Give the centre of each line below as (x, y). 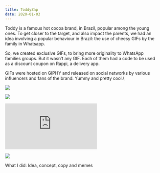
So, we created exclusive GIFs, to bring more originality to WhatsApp (74, 53)
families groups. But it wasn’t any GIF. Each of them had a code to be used (80, 58)
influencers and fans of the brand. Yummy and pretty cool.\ (65, 78)
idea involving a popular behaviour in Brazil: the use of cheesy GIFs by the (80, 38)
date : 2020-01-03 (23, 14)
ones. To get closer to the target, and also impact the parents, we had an (78, 33)
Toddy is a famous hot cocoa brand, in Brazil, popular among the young (77, 28)
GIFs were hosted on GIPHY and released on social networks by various (78, 73)
